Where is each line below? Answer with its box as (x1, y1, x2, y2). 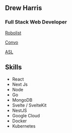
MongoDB (12, 97, 33, 103)
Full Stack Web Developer (5, 19, 67, 26)
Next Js (12, 81, 28, 87)
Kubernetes (12, 123, 36, 129)
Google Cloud (12, 112, 40, 118)
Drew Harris (5, 4, 42, 12)
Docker (12, 118, 27, 124)
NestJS (12, 107, 27, 113)
